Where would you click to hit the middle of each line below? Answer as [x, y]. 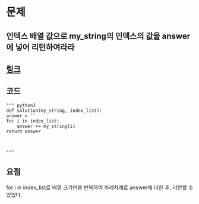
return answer [24, 131]
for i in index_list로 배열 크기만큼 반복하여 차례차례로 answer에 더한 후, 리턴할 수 [100, 187]
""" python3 [21, 105]
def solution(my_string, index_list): [54, 111]
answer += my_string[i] [46, 126]
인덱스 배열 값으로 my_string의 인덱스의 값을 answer [98, 36]
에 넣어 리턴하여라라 [40, 47]
